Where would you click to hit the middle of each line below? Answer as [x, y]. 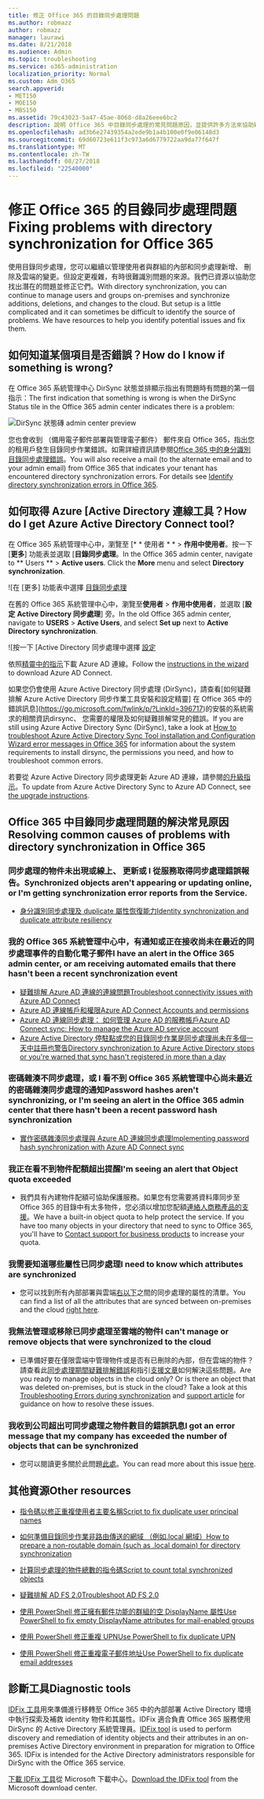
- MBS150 [22, 111]
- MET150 [22, 96]
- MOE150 [22, 103]
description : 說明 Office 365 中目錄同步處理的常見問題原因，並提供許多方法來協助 [131, 125]
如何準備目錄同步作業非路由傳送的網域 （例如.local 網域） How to [124, 1536]
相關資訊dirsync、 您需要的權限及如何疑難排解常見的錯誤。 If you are [132, 718]
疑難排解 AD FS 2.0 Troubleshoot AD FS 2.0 [89, 1595]
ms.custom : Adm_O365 [42, 81]
